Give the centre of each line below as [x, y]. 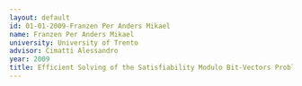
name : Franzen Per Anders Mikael [72, 34]
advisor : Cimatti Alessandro [64, 51]
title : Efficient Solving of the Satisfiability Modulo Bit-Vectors [140, 68]
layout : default [40, 17]
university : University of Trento [74, 43]
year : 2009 [30, 59]
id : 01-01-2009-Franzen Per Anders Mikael [90, 26]
